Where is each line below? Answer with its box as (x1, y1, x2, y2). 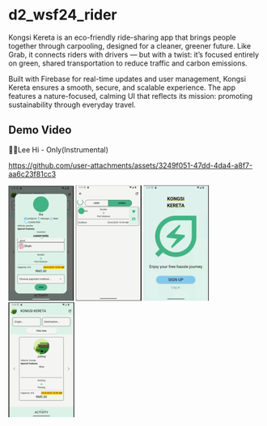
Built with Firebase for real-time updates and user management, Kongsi (8, 74, 247, 83)
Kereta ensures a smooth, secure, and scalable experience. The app (8, 83, 236, 92)
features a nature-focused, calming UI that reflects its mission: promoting (8, 91, 253, 100)
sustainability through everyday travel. (8, 100, 136, 109)
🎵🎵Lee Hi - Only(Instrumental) (8, 144, 109, 155)
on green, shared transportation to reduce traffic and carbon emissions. (8, 58, 248, 68)
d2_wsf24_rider (8, 6, 117, 24)
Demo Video (8, 123, 72, 137)
